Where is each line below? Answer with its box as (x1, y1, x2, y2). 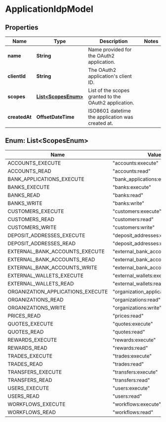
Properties (5, 23, 39, 32)
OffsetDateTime (36, 114, 75, 120)
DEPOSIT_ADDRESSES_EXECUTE (7, 232, 85, 238)
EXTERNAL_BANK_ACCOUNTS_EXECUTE (7, 248, 105, 255)
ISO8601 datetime (88, 107, 131, 114)
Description (99, 38, 128, 45)
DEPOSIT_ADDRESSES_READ (7, 240, 76, 247)
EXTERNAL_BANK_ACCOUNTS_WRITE (7, 264, 97, 271)
